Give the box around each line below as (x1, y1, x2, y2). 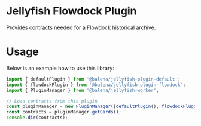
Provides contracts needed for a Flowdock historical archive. (6, 24, 156, 31)
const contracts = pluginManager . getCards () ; (6, 109, 121, 115)
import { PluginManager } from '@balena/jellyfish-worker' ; (6, 87, 160, 93)
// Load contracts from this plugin (6, 98, 98, 104)
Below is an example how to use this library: (6, 64, 115, 72)
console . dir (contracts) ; (6, 115, 68, 121)
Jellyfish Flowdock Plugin (6, 4, 137, 18)
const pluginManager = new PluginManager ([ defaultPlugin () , (6, 103, 160, 110)
